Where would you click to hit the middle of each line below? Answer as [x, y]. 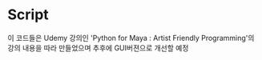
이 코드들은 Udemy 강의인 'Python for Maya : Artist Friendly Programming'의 [131, 38]
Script [28, 15]
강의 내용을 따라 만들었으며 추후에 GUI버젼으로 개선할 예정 [98, 48]
